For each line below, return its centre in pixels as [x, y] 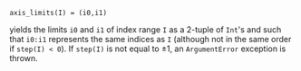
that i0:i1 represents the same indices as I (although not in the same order [150, 39]
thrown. [24, 58]
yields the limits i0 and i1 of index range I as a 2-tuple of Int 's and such [146, 30]
